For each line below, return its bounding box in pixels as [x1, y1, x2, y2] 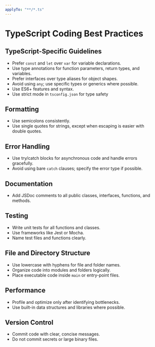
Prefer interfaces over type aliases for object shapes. [12, 76, 118, 82]
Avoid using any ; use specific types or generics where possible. [12, 81, 139, 86]
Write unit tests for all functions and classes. [12, 224, 100, 231]
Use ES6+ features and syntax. [12, 86, 74, 92]
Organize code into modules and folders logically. [12, 267, 111, 273]
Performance [5, 286, 46, 295]
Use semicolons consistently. [12, 118, 70, 124]
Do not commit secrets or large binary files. [12, 336, 99, 342]
